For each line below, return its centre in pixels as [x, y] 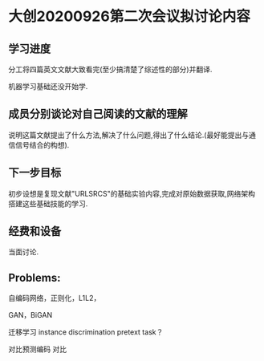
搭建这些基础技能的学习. [48, 203]
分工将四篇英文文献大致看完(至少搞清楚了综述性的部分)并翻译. [110, 69]
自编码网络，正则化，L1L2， [55, 298]
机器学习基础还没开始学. [48, 86]
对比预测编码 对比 [37, 349]
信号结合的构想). [42, 144]
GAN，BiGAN [30, 315]
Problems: [35, 278]
